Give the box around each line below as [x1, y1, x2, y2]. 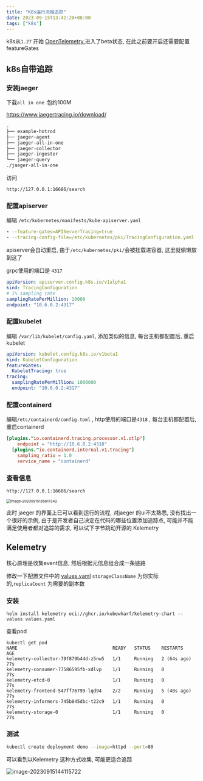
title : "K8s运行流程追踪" [6, 9, 67, 15]
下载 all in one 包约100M [6, 99, 72, 106]
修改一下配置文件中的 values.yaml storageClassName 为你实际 [6, 572, 159, 580]
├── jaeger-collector [6, 145, 61, 151]
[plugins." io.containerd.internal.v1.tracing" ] [12, 447, 135, 453]
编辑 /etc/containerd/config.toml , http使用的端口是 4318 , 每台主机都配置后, [6, 416, 196, 423]
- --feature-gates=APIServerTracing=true [6, 229, 113, 235]
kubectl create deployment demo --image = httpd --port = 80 [6, 744, 154, 750]
